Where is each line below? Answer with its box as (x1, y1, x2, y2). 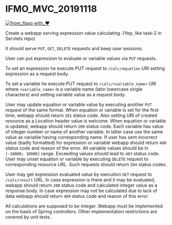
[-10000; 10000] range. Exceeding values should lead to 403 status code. (5, 150, 160, 156)
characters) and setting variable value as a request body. (5, 91, 126, 97)
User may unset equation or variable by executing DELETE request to (5, 156, 149, 162)
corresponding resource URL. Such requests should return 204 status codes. (5, 161, 167, 167)
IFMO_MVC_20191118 (5, 3, 98, 15)
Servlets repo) (5, 35, 36, 42)
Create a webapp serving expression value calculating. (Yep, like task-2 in (5, 30, 162, 36)
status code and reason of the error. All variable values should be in (5, 145, 149, 151)
